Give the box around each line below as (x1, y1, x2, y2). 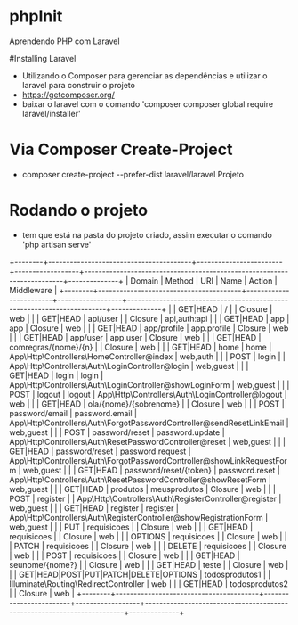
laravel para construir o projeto (21, 79, 136, 90)
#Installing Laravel (9, 53, 77, 63)
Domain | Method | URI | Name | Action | (130, 275, 278, 286)
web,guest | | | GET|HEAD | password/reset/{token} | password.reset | (22, 465, 280, 475)
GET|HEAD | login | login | (9, 370, 104, 381)
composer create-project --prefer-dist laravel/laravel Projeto (21, 169, 245, 179)
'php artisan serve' (21, 239, 92, 250)
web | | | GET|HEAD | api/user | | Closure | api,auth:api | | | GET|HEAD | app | (9, 313, 290, 324)
